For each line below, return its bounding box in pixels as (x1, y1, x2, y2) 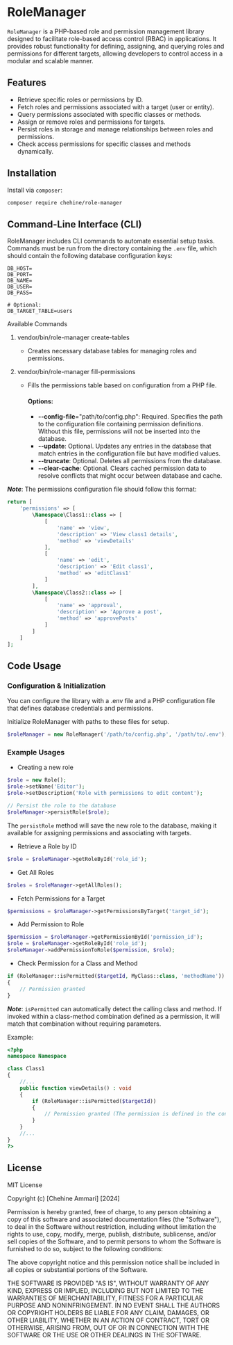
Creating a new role (17, 763, 74, 772)
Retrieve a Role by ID (17, 842, 78, 851)
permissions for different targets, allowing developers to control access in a (7, 49, 223, 58)
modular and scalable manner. (7, 56, 94, 65)
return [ (7, 499, 33, 506)
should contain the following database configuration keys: (7, 252, 173, 260)
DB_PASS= (7, 289, 33, 296)
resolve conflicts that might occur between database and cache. (37, 472, 223, 480)
